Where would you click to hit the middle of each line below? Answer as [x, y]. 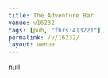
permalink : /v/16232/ [44, 37]
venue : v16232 [32, 23]
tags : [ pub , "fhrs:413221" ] [55, 30]
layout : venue [32, 45]
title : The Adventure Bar [51, 15]
